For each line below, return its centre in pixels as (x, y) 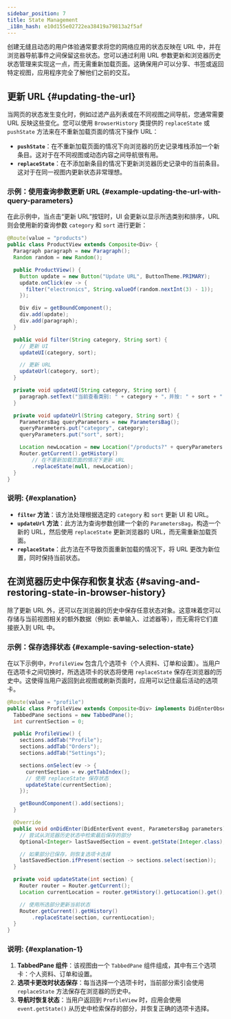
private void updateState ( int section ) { (74, 880)
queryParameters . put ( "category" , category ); (84, 428)
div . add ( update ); (44, 314)
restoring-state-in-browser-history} (87, 593)
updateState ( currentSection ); (68, 785)
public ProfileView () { (47, 734)
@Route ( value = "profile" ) (46, 702)
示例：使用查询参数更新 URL (54, 192)
